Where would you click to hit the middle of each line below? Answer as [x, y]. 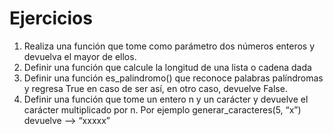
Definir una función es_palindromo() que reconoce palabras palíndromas [173, 78]
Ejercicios [51, 18]
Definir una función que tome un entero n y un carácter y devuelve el [166, 99]
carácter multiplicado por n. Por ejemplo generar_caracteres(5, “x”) [162, 109]
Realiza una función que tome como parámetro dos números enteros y [169, 46]
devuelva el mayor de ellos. [80, 56]
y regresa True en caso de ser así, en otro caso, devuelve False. [155, 88]
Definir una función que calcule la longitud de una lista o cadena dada [167, 67]
